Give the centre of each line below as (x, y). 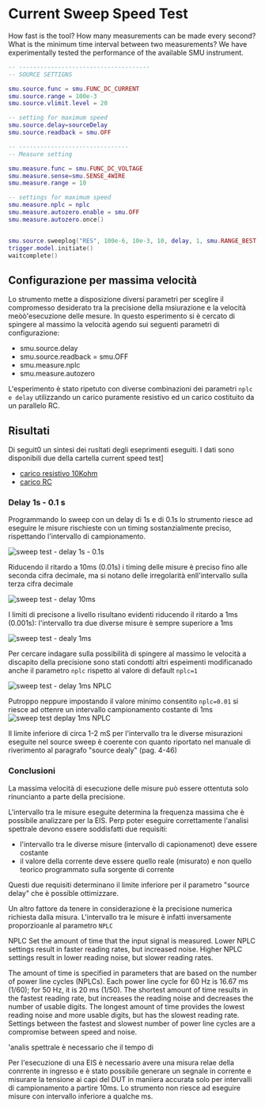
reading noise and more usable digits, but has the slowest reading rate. (124, 1015)
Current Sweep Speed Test (98, 14)
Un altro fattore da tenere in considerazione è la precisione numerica (120, 909)
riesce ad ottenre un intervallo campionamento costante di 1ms (111, 710)
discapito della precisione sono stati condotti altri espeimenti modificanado (131, 662)
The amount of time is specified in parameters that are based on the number (132, 973)
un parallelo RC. (34, 406)
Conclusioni (32, 771)
